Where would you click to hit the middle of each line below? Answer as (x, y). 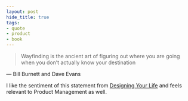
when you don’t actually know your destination (78, 62)
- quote (16, 28)
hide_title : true (28, 17)
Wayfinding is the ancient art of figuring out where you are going (100, 56)
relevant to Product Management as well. (57, 92)
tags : (13, 23)
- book (14, 39)
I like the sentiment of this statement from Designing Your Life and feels (94, 86)
